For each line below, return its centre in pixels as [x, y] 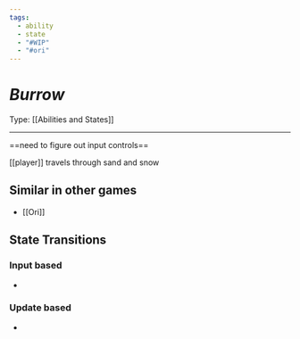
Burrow [37, 95]
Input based [36, 266]
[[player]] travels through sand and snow [84, 162]
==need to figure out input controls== [79, 145]
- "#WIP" [33, 42]
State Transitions [58, 240]
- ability [35, 26]
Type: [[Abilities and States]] [62, 120]
